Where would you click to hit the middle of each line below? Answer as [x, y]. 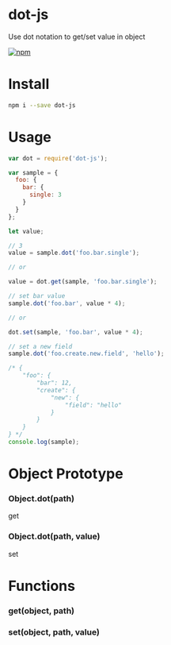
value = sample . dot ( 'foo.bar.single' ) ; [74, 253]
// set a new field [40, 346]
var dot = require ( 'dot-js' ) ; [58, 158]
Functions [42, 586]
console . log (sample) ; [44, 442]
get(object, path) [42, 611]
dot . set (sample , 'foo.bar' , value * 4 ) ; [76, 332]
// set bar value [37, 296]
